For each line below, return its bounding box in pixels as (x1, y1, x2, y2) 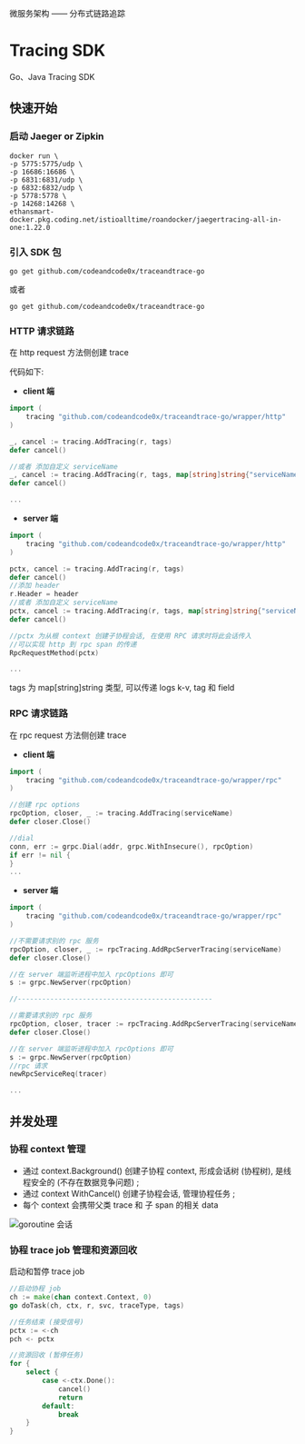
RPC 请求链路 (9, 707, 68, 720)
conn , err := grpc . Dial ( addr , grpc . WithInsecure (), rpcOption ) (9, 842, 254, 851)
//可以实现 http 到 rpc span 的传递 (9, 640, 137, 649)
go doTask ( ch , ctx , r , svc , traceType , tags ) (9, 1300, 184, 1310)
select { (25, 1368, 59, 1377)
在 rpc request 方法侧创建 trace (9, 730, 127, 741)
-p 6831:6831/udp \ (9, 175, 84, 184)
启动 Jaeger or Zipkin (9, 130, 104, 143)
